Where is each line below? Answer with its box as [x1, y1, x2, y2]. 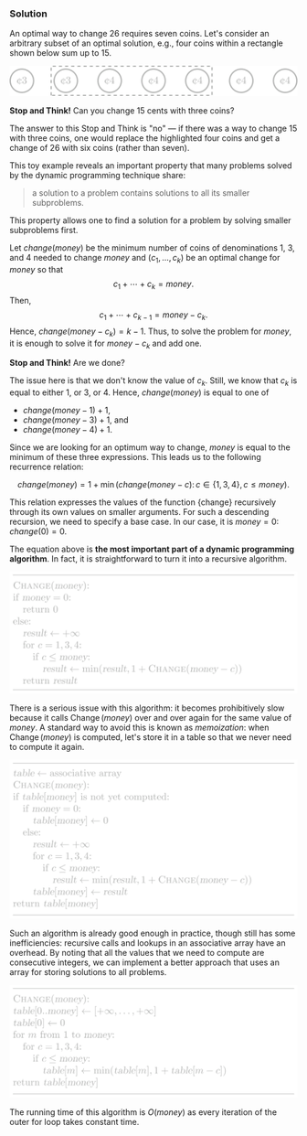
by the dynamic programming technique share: [9, 170, 185, 181]
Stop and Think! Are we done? [9, 358, 125, 369]
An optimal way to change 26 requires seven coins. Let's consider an [9, 28, 270, 39]
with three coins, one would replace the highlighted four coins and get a [9, 133, 281, 144]
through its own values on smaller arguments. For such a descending [9, 507, 270, 518]
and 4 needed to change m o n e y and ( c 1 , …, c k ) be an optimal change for [9, 252, 281, 265]
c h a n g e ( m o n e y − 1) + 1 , [22, 405, 111, 416]
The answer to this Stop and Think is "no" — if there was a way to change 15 [9, 123, 298, 134]
